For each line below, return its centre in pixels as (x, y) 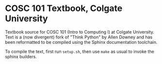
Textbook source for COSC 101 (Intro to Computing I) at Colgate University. (80, 32)
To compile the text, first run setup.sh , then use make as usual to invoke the (80, 51)
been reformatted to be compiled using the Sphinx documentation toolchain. (81, 42)
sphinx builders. (21, 56)
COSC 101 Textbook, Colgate (64, 8)
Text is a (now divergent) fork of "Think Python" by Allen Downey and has (79, 37)
